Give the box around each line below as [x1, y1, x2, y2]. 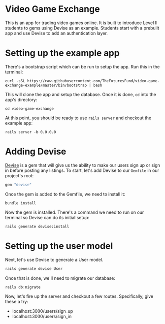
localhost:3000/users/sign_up [12, 308, 73, 314]
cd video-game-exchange [5, 106, 54, 111]
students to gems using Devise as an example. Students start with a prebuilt [5, 25, 159, 31]
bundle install [5, 200, 36, 205]
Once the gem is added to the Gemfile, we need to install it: [5, 191, 126, 197]
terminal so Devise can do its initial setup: [5, 214, 90, 220]
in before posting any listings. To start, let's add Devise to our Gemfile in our [5, 167, 159, 173]
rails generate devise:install [5, 224, 69, 229]
